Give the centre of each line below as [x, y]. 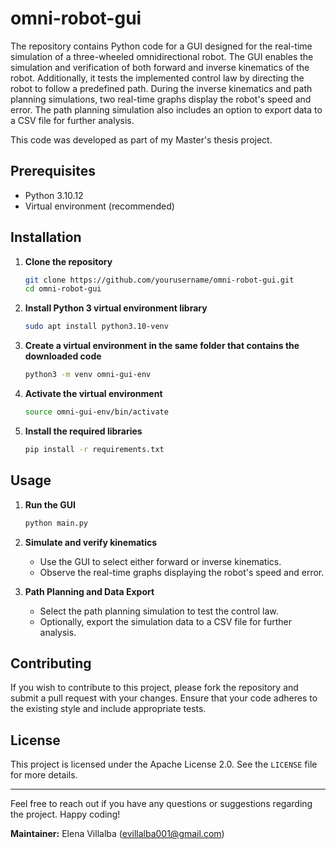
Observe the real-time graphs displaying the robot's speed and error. [182, 572]
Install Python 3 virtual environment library [116, 308]
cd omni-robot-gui [63, 289]
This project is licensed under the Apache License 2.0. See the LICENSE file [164, 764]
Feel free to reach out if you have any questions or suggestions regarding [161, 804]
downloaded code [63, 356]
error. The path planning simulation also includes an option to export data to [166, 109]
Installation [46, 237]
